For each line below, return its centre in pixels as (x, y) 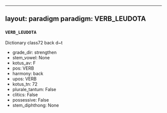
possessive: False (31, 100)
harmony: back (28, 73)
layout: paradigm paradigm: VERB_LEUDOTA (76, 19)
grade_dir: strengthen (35, 52)
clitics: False (25, 95)
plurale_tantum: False (34, 89)
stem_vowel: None (31, 57)
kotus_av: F (24, 63)
